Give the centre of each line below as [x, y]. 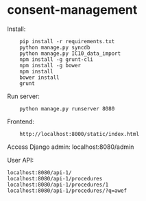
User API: [21, 160]
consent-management [72, 10]
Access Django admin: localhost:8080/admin [71, 147]
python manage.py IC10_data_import [70, 54]
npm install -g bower [50, 65]
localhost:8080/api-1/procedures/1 [58, 185]
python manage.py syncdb [55, 47]
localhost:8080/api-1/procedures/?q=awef [67, 191]
